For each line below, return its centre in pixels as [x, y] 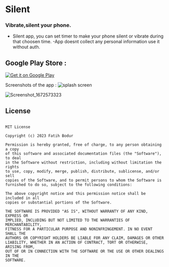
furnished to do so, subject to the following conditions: [69, 185]
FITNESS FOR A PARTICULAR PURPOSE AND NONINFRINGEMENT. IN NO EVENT [79, 229]
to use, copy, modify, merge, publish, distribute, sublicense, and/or [82, 172]
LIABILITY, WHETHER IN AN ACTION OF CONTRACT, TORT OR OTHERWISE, [77, 243]
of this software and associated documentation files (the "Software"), [83, 154]
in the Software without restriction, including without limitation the [83, 163]
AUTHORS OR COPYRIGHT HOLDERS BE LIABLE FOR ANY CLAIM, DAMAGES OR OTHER [85, 238]
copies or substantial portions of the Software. [59, 203]
